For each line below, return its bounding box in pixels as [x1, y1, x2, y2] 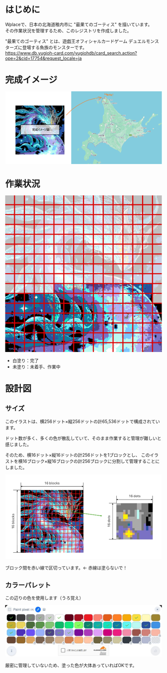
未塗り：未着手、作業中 [12, 363, 61, 370]
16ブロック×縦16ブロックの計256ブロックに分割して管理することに [22, 458, 160, 464]
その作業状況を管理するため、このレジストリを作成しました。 [5, 27, 132, 33]
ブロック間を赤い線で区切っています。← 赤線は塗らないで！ [5, 565, 128, 571]
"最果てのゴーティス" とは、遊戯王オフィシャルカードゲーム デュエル [5, 38, 146, 44]
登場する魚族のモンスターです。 [22, 44, 87, 50]
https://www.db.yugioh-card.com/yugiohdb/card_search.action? [5, 50, 138, 56]
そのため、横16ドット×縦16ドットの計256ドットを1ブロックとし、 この [5, 452, 150, 458]
